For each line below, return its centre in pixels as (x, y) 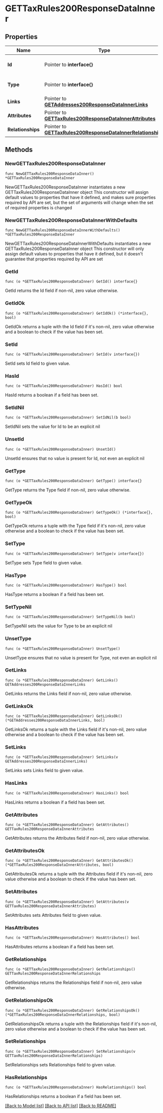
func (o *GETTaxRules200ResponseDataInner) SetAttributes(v (67, 902)
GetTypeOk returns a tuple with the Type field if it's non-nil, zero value (75, 526)
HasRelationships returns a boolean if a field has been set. (63, 1096)
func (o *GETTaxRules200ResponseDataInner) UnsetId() (61, 449)
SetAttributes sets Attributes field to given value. (53, 915)
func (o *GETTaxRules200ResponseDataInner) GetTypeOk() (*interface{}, (79, 513)
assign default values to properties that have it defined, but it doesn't (74, 253)
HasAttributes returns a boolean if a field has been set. (60, 946)
